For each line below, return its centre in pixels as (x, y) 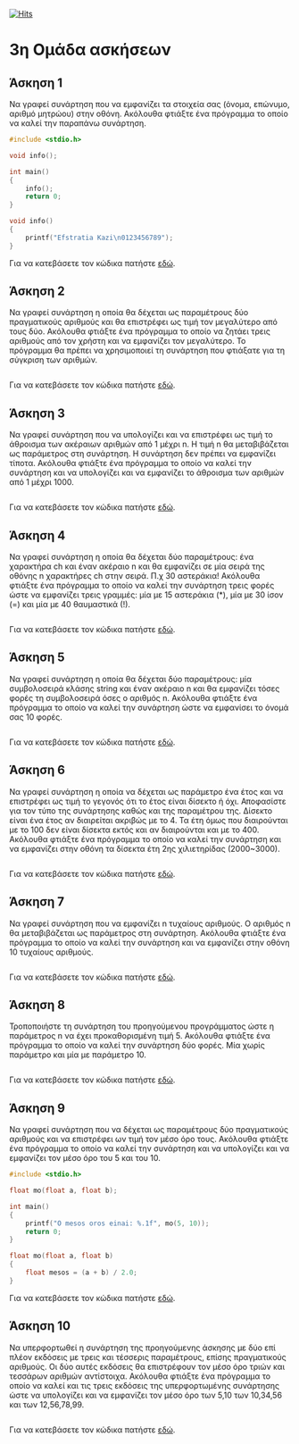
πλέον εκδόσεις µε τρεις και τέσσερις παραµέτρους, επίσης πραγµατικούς (148, 1356)
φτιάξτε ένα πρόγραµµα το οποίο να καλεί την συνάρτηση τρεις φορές (142, 586)
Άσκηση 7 (37, 902)
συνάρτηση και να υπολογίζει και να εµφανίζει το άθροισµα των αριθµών (147, 472)
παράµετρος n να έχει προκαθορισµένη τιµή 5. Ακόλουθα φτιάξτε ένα (140, 1036)
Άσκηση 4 (37, 535)
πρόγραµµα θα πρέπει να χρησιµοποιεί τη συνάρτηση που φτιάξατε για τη (147, 351)
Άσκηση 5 (37, 658)
